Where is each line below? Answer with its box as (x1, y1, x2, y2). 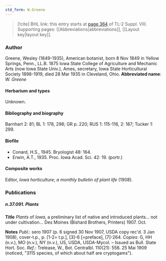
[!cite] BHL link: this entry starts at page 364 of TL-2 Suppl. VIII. (17, 21, 147, 27)
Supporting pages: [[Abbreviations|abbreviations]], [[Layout (17, 26, 140, 32)
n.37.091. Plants (5, 201, 39, 207)
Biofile (5, 138, 19, 144)
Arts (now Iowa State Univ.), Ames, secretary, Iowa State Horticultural (5, 66, 147, 72)
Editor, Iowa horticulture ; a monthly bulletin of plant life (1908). (5, 176, 133, 182)
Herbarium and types (5, 87, 51, 93)
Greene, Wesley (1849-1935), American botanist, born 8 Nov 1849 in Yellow (5, 55, 160, 61)
